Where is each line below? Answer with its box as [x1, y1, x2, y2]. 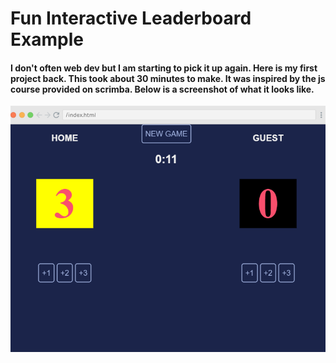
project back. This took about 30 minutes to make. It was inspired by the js [10, 72, 326, 84]
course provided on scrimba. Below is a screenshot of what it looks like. [10, 83, 315, 95]
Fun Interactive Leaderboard [10, 7, 252, 30]
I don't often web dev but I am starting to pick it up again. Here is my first [10, 62, 318, 74]
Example [10, 28, 84, 51]
